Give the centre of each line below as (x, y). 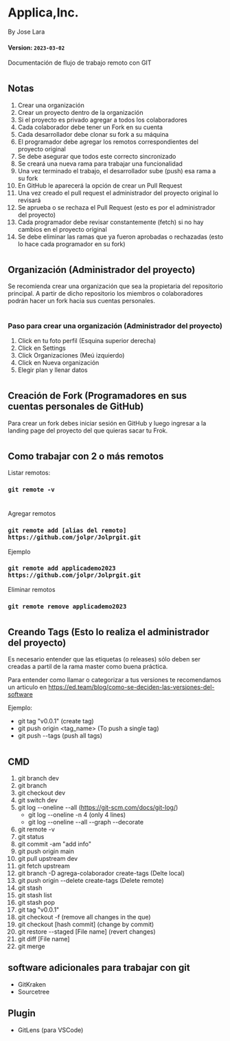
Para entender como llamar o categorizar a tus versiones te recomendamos (115, 680)
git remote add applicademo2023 (62, 568)
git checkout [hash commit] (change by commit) (86, 924)
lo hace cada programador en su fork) (71, 244)
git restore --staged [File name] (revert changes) (87, 931)
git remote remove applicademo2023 (67, 606)
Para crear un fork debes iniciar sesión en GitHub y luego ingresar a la (107, 423)
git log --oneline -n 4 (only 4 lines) (77, 814)
